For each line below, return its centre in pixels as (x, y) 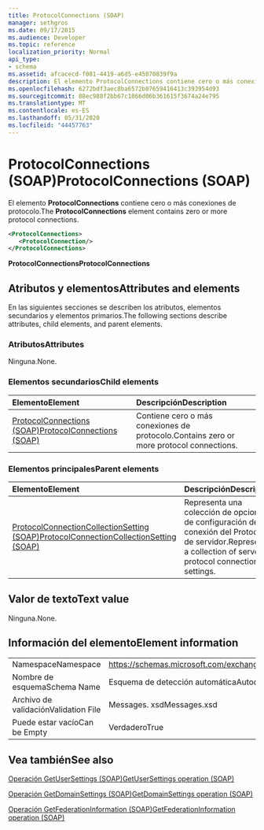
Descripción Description (181, 402)
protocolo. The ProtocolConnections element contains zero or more (118, 211)
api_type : (24, 60)
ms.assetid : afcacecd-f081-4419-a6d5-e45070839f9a (93, 74)
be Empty (30, 732)
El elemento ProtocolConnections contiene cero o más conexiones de (123, 202)
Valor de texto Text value (69, 599)
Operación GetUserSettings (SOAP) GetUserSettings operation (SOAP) (121, 779)
